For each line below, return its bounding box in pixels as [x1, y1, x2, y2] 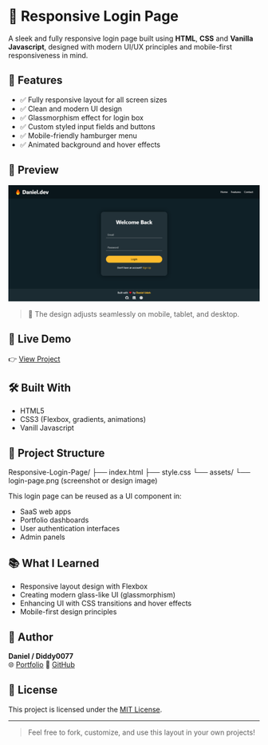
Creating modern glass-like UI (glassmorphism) [19, 590, 176, 600]
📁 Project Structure [8, 446, 105, 459]
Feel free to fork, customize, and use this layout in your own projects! [27, 727, 255, 737]
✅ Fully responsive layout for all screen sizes [19, 95, 167, 104]
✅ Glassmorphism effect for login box [19, 112, 144, 122]
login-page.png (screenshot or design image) [8, 476, 158, 486]
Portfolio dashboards [19, 515, 89, 525]
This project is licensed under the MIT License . [8, 704, 163, 714]
